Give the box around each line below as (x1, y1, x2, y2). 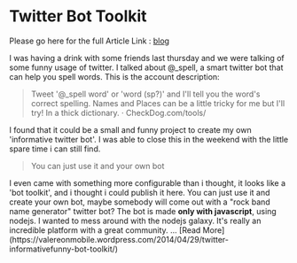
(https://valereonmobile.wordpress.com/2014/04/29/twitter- (9, 234, 229, 244)
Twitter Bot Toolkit (9, 6, 148, 27)
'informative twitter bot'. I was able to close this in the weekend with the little (9, 134, 289, 144)
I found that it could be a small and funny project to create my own (9, 124, 252, 135)
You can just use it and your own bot (30, 160, 165, 171)
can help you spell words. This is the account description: (9, 71, 220, 81)
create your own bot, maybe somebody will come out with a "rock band (9, 197, 270, 207)
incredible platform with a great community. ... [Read (9, 224, 201, 236)
